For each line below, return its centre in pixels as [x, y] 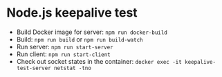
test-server [34, 68]
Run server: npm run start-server [65, 46]
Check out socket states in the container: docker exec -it [99, 61]
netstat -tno [72, 68]
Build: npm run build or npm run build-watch [80, 39]
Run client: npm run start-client [64, 54]
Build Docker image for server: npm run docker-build [92, 32]
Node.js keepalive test [72, 13]
